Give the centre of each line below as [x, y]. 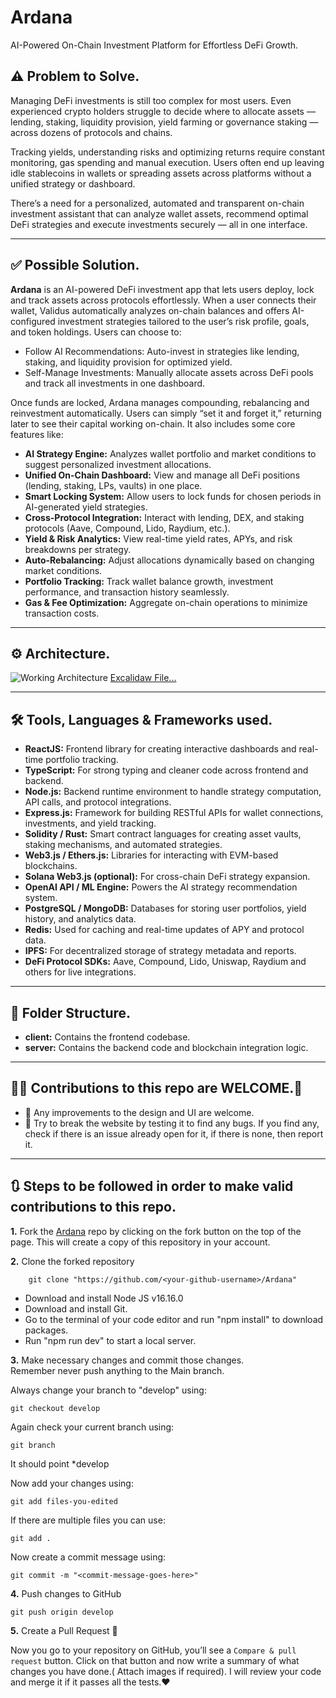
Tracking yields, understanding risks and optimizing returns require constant [167, 152]
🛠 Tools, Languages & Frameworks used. [141, 719]
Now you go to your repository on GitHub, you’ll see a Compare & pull [153, 1650]
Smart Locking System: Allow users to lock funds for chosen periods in [173, 496]
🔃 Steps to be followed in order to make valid [152, 1186]
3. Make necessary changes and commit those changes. [127, 1360]
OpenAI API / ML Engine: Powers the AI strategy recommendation [161, 887]
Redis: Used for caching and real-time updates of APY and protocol [164, 930]
